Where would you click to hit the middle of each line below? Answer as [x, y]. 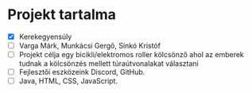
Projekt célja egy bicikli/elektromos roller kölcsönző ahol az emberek [131, 55]
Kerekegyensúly [45, 37]
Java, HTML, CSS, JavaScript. [68, 81]
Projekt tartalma [62, 15]
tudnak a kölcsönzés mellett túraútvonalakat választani [109, 64]
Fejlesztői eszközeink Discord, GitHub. [82, 72]
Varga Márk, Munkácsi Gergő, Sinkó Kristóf [89, 46]
